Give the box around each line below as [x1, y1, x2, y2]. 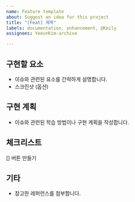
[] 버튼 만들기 [6, 154, 37, 161]
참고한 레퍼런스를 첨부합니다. [14, 190, 81, 197]
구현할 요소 [6, 59, 44, 69]
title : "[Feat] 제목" [6, 19, 57, 25]
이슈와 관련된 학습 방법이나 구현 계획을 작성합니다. [14, 118, 129, 125]
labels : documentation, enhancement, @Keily [6, 25, 117, 31]
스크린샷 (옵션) [14, 83, 49, 90]
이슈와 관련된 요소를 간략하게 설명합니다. [14, 75, 107, 82]
